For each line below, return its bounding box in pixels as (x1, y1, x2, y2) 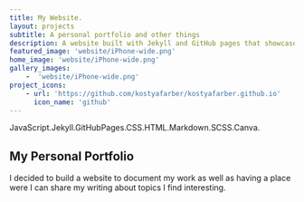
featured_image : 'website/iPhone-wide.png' (9, 47, 176, 56)
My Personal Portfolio (9, 149, 134, 164)
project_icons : (9, 81, 67, 90)
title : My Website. (9, 13, 83, 23)
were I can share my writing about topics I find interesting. (9, 182, 226, 193)
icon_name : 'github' (33, 97, 111, 107)
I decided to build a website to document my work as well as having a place (9, 173, 291, 184)
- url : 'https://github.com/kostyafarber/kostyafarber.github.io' (25, 89, 281, 98)
